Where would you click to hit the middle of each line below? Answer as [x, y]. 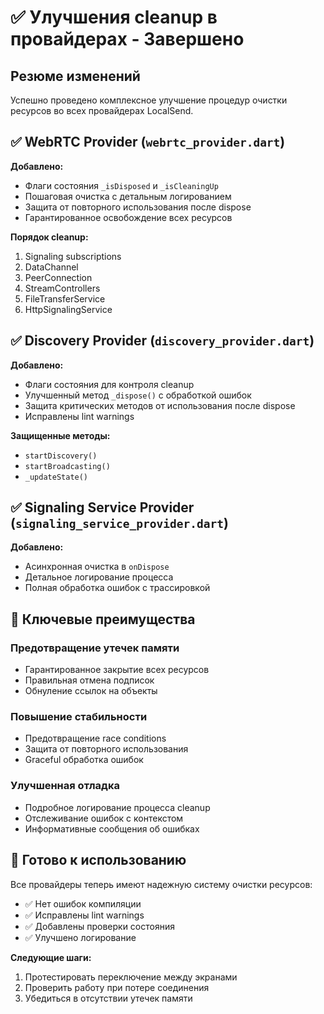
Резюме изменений [75, 76]
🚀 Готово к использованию [98, 860]
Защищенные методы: [60, 435]
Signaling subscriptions [73, 256]
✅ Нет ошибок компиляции [83, 903]
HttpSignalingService [68, 309]
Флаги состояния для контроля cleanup [109, 384]
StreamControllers [62, 288]
